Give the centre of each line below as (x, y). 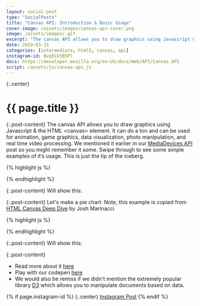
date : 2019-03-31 (28, 45)
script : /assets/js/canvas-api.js (49, 67)
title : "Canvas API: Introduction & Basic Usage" (69, 23)
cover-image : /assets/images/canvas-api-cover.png (70, 28)
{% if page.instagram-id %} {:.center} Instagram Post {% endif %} (87, 297)
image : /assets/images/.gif (41, 34)
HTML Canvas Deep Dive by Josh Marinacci (60, 208)
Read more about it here (44, 266)
